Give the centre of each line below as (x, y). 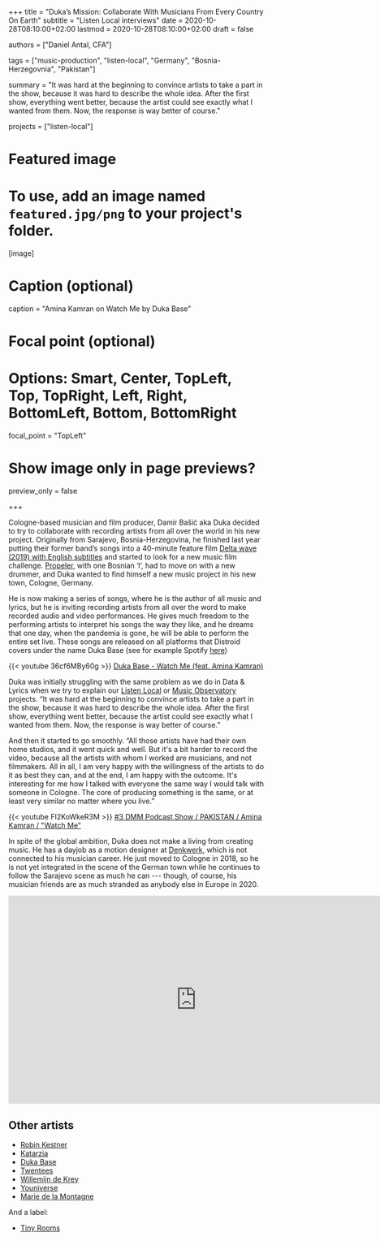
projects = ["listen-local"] (51, 126)
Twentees (37, 1170)
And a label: (28, 1212)
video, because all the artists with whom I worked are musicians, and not (130, 758)
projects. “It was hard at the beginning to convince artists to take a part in (131, 699)
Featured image (62, 160)
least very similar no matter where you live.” (82, 801)
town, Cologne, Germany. (51, 583)
